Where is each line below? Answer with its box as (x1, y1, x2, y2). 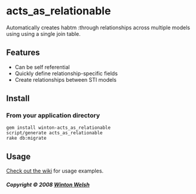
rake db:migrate (6, 136, 47, 141)
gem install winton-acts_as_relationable (6, 125, 111, 131)
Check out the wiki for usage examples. (6, 167, 104, 174)
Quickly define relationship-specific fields (14, 70, 118, 77)
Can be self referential (14, 63, 70, 70)
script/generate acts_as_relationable (6, 130, 103, 136)
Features (6, 48, 40, 58)
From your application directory (6, 112, 100, 120)
